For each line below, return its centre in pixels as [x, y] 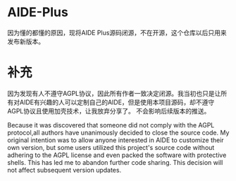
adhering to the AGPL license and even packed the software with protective [117, 155]
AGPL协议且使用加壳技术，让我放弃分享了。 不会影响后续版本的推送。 [109, 111]
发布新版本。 [26, 41]
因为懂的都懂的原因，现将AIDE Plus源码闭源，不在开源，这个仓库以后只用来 [117, 32]
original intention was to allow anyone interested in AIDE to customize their [116, 140]
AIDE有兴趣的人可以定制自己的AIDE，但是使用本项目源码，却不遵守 [117, 102]
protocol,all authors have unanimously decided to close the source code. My [118, 132]
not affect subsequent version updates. [64, 170]
